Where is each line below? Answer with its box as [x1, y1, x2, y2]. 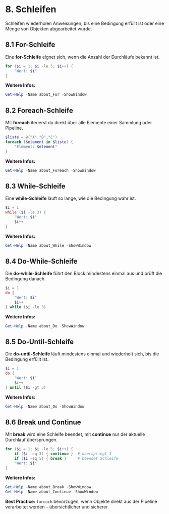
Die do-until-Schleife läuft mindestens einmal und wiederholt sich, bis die [5, 351, 159, 357]
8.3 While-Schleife [5, 181, 66, 191]
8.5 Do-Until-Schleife [5, 337, 74, 346]
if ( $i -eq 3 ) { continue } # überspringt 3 [14, 451, 112, 457]
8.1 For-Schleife [5, 41, 55, 49]
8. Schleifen [5, 4, 57, 15]
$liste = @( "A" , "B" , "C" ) [5, 135, 58, 140]
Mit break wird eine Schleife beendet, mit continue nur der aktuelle [5, 431, 145, 437]
